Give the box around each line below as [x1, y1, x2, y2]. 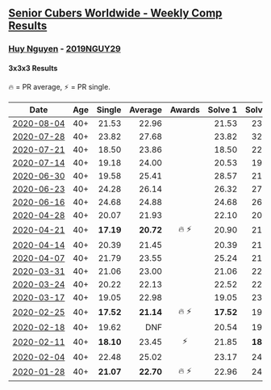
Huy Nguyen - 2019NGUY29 [8, 44, 121, 55]
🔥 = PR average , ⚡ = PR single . [8, 82, 110, 91]
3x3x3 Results [8, 63, 58, 73]
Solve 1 [207, 104, 238, 115]
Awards [169, 104, 200, 115]
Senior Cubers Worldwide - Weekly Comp [8, 6, 223, 20]
